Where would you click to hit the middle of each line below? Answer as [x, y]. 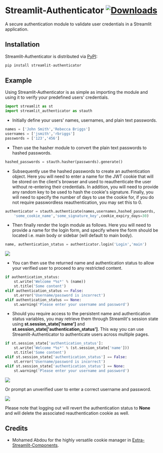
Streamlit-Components [35, 445]
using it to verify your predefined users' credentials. [57, 97]
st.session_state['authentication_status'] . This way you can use [78, 329]
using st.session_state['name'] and [48, 324]
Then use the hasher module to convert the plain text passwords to [79, 148]
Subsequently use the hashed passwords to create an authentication [81, 171]
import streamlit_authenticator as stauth [49, 111]
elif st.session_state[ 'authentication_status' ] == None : [65, 366]
